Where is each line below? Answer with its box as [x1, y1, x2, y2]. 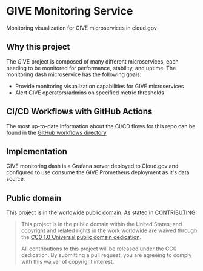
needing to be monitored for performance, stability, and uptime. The [6, 64, 176, 71]
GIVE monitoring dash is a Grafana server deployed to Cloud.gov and [6, 162, 179, 170]
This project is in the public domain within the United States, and [21, 221, 182, 228]
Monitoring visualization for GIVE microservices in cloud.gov [6, 24, 158, 31]
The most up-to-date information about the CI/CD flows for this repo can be [6, 122, 196, 129]
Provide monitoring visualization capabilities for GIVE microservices [15, 82, 184, 90]
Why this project [6, 42, 70, 52]
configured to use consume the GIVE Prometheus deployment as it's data [6, 169, 190, 176]
